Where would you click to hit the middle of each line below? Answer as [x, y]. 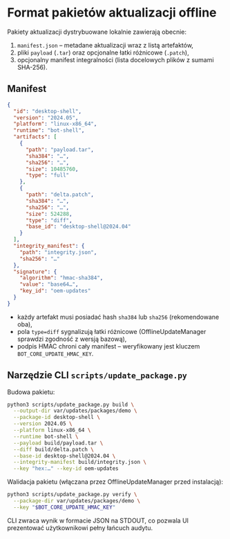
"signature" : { [35, 272]
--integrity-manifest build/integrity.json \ [80, 462]
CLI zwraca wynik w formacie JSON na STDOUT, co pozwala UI [98, 520]
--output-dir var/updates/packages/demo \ [75, 411]
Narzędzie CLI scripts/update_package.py [97, 375]
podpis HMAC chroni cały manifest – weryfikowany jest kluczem [108, 346]
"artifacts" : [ [35, 137]
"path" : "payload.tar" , [60, 150]
